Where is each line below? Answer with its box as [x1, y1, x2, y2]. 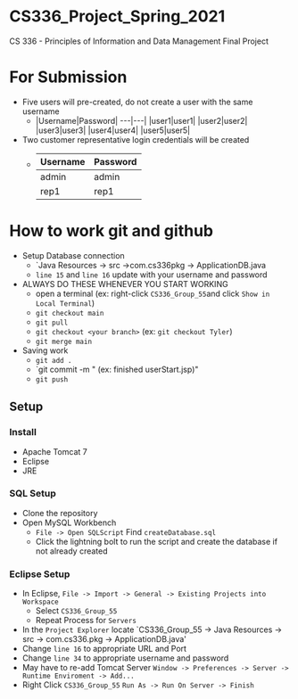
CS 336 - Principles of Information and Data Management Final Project [9, 36, 269, 46]
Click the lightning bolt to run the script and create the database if [35, 536, 278, 547]
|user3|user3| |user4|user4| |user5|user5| [35, 125, 190, 136]
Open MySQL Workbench [21, 517, 117, 528]
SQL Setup [9, 488, 56, 500]
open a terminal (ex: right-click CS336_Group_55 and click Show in [35, 288, 270, 299]
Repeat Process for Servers [35, 615, 137, 626]
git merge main [35, 337, 92, 346]
